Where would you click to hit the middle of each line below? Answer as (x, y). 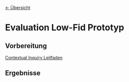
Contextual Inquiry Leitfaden (34, 58)
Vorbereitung (26, 46)
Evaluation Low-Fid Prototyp (65, 28)
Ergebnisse (23, 73)
